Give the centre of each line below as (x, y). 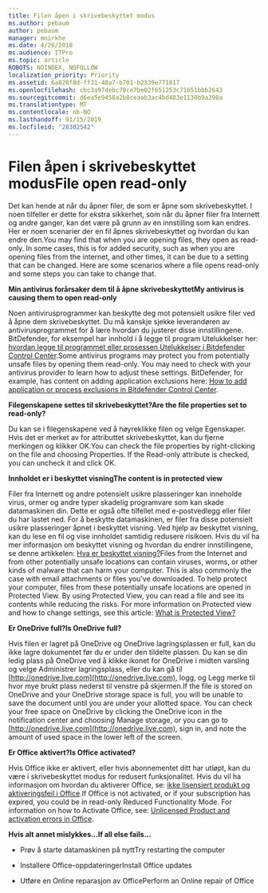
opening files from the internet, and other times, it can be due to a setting (128, 256)
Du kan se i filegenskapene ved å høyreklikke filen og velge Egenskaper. (127, 429)
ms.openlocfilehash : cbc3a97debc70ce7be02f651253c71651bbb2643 (116, 90)
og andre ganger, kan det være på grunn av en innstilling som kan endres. (130, 222)
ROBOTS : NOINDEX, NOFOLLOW (53, 68)
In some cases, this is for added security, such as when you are (130, 248)
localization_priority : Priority (64, 75)
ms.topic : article (39, 61)
